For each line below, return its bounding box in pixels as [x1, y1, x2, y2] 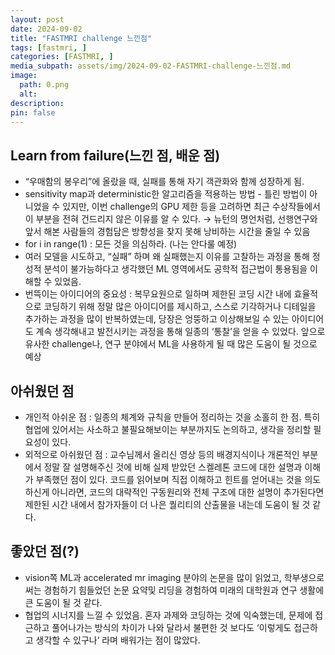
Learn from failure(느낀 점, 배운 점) [10, 147, 221, 164]
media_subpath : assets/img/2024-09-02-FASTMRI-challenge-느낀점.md [10, 61, 292, 71]
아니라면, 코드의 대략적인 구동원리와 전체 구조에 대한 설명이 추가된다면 [51, 486, 325, 498]
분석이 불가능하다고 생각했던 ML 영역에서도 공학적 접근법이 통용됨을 [43, 263, 308, 275]
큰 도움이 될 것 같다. [24, 596, 103, 608]
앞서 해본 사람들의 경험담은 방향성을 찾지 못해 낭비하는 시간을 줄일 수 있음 [24, 226, 311, 238]
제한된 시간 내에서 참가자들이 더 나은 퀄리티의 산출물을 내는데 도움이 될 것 [24, 499, 311, 510]
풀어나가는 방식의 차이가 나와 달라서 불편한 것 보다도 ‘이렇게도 [51, 621, 292, 633]
